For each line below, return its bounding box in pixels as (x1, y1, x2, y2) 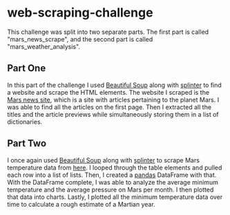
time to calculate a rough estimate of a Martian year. (7, 200, 155, 208)
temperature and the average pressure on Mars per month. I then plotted (7, 185, 214, 194)
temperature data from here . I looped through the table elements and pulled (7, 163, 222, 171)
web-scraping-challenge (7, 5, 153, 21)
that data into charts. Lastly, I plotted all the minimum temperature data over (7, 192, 223, 201)
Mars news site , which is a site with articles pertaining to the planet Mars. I (7, 95, 220, 104)
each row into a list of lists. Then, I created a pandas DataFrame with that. (7, 171, 217, 179)
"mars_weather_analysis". (7, 42, 81, 50)
